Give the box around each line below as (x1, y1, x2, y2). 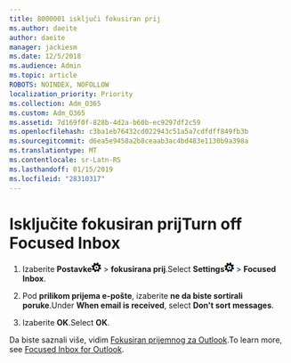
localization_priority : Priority (9, 89, 133, 98)
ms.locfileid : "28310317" (9, 174, 105, 183)
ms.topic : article (9, 71, 77, 80)
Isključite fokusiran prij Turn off (9, 214, 243, 234)
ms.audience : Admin (9, 62, 82, 70)
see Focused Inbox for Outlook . (9, 344, 125, 355)
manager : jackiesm (9, 43, 77, 52)
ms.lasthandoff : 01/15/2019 (9, 165, 114, 174)
